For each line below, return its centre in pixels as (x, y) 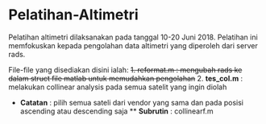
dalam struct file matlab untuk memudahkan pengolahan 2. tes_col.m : (126, 78)
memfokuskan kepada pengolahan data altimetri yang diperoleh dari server (133, 45)
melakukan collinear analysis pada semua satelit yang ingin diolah (118, 87)
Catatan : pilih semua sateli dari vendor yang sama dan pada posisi (132, 102)
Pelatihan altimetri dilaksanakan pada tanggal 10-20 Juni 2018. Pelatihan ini (133, 37)
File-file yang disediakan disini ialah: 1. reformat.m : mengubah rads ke (125, 69)
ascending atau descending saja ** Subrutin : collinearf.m (116, 111)
